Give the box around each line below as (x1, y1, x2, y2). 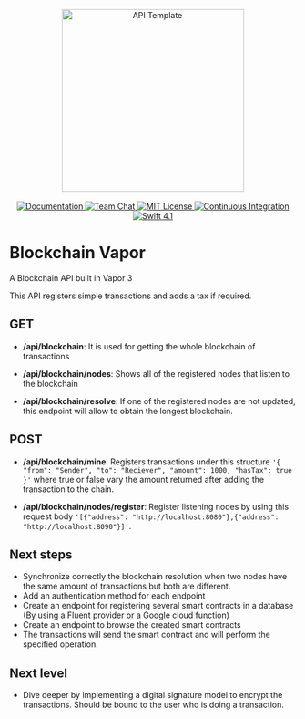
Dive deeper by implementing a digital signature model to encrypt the (22, 690, 283, 701)
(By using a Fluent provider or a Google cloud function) (22, 610, 230, 620)
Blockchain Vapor (9, 243, 146, 264)
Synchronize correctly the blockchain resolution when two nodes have (22, 571, 288, 582)
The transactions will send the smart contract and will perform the (22, 630, 270, 641)
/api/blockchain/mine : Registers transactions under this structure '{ (22, 456, 280, 467)
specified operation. (22, 639, 98, 650)
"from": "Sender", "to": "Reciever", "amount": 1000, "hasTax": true (22, 465, 293, 474)
